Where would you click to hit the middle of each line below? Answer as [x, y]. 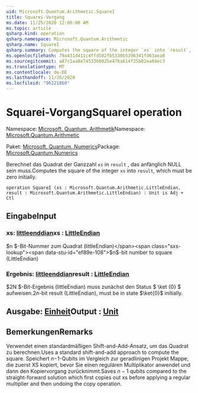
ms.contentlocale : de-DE [37, 72]
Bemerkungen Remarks [50, 332]
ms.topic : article [29, 28]
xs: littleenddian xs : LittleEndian [53, 233]
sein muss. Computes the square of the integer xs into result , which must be [99, 170]
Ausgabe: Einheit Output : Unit [62, 312]
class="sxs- [166, 246]
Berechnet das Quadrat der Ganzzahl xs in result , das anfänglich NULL [94, 164]
